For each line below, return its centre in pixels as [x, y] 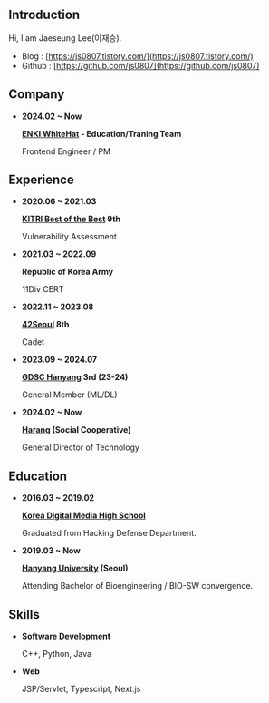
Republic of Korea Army [67, 272]
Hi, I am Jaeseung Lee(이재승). [65, 38]
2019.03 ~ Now [51, 551]
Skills [24, 615]
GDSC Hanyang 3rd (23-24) [75, 377]
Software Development [66, 636]
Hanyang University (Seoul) [75, 568]
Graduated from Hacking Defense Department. [109, 533]
